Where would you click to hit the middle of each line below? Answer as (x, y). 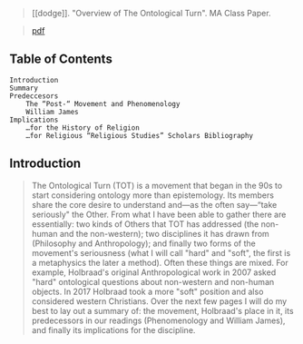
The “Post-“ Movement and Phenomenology (103, 103)
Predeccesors (34, 96)
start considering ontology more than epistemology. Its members (153, 195)
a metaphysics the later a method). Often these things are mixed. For (160, 262)
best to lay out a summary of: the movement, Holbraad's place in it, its (162, 310)
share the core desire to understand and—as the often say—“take (154, 204)
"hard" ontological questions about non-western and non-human (153, 281)
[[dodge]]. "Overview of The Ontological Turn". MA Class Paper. (151, 13)
